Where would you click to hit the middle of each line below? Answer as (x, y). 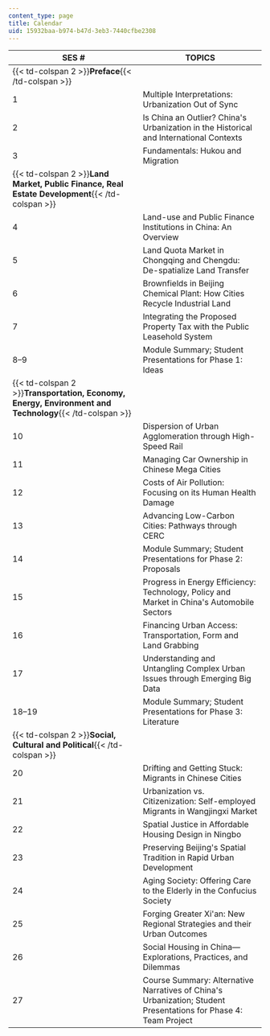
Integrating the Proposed (190, 317)
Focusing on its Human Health (199, 493)
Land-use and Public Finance (198, 217)
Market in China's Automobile (198, 602)
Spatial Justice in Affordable (196, 824)
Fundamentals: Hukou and (192, 151)
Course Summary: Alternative (198, 980)
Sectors (157, 612)
